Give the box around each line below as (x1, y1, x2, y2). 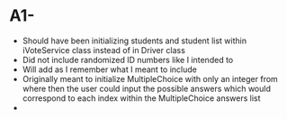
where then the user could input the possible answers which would (22, 83, 272, 94)
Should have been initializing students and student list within (22, 35, 247, 46)
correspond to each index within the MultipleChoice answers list (22, 92, 261, 104)
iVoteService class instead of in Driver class (22, 44, 186, 55)
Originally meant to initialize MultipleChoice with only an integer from (22, 73, 279, 84)
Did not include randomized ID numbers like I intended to (22, 54, 234, 65)
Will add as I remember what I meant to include (22, 64, 198, 75)
